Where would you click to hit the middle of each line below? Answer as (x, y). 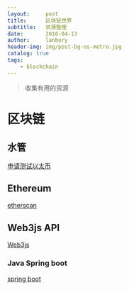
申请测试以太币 (29, 166)
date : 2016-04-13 (43, 34)
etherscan (22, 206)
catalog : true (28, 54)
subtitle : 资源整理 (37, 27)
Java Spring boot (37, 263)
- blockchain (39, 67)
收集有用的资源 (46, 88)
